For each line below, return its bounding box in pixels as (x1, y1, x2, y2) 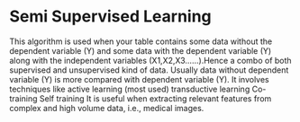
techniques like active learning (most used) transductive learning (9, 83, 250, 94)
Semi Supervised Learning (9, 6, 212, 27)
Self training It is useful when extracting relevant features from (39, 92, 272, 104)
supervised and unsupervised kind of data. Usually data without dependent (9, 65, 289, 75)
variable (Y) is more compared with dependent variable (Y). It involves (9, 74, 269, 84)
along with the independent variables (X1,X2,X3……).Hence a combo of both (9, 55, 292, 65)
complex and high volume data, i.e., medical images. (9, 102, 205, 113)
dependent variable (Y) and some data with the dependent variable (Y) (9, 45, 272, 56)
